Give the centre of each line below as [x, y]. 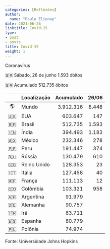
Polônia [30, 229]
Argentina [33, 196]
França [30, 181]
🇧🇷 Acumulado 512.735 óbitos [37, 85]
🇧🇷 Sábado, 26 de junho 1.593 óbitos [44, 75]
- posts [13, 42]
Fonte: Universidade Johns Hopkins [42, 241]
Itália [27, 173]
